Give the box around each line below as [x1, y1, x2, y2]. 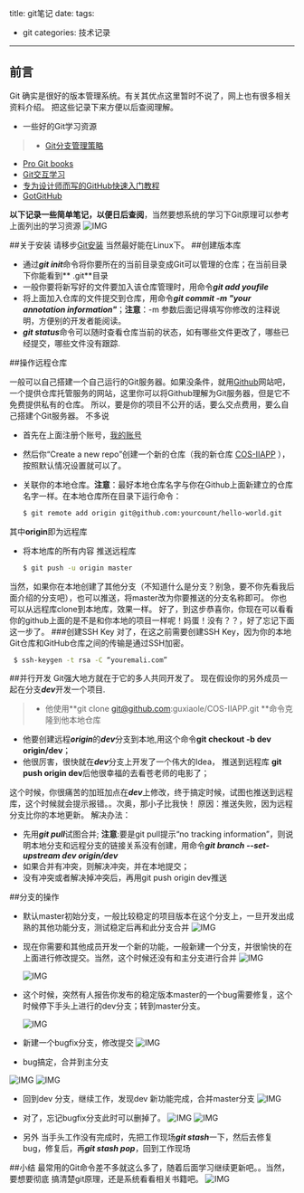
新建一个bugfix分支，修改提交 [22, 1037, 134, 1048]
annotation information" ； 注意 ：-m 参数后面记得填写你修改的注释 [22, 304, 273, 315]
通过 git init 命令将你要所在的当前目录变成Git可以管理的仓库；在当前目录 [22, 259, 288, 270]
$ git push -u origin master [22, 563, 133, 573]
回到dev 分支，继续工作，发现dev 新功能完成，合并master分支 [22, 1094, 255, 1104]
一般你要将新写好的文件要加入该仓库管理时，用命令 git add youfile [22, 281, 269, 292]
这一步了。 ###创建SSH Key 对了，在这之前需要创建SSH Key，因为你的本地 [9, 626, 292, 637]
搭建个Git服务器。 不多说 [16, 410, 110, 421]
